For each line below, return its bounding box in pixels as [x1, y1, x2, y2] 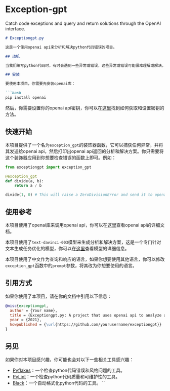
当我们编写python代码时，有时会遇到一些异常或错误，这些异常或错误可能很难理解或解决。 [5, 63, 166, 68]
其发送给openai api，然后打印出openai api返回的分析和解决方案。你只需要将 [5, 148, 164, 154]
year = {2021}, [10, 318, 42, 323]
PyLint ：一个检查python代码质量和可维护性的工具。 [12, 373, 120, 379]
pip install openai [5, 95, 47, 100]
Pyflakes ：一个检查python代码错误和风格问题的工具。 [12, 367, 125, 373]
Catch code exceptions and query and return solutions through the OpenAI [5, 20, 161, 26]
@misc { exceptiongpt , [5, 303, 49, 308]
